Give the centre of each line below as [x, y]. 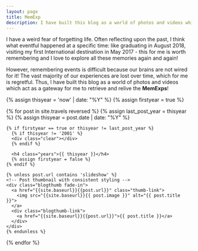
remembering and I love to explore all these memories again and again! [92, 58]
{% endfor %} [23, 243]
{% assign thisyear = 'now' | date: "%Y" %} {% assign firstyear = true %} [95, 100]
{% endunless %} [26, 232]
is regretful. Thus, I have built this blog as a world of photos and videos [92, 82]
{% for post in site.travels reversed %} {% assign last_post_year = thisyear [96, 111]
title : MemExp [24, 17]
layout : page [22, 12]
